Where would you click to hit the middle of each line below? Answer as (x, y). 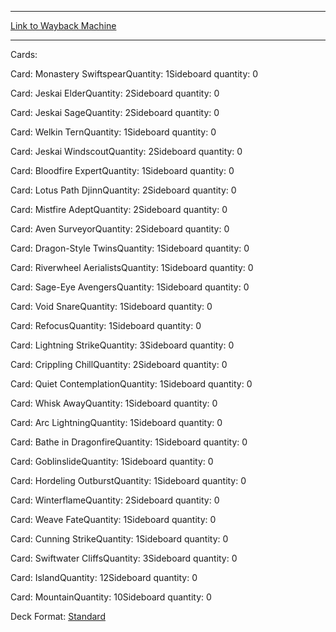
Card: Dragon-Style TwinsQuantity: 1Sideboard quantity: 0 (130, 248)
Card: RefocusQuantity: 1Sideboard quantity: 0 (106, 325)
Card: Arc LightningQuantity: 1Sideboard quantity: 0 (116, 422)
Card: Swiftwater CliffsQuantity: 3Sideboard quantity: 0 (124, 558)
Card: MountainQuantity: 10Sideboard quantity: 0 (111, 597)
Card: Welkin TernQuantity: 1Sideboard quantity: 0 (113, 132)
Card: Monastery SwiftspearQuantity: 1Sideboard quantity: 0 (134, 74)
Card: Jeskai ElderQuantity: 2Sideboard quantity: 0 (115, 93)
